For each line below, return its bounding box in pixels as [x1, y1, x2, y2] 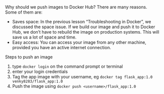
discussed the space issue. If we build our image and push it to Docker [12, 24, 155, 30]
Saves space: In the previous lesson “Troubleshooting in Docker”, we [12, 19, 151, 24]
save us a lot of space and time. [12, 34, 77, 40]
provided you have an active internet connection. [12, 45, 111, 50]
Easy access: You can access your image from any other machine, [12, 39, 147, 45]
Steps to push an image [5, 54, 53, 60]
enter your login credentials [12, 69, 68, 75]
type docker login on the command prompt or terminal [12, 63, 123, 69]
